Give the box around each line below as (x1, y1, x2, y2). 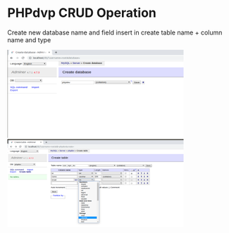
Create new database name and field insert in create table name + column (7, 28, 223, 37)
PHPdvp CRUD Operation (7, 5, 157, 21)
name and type (7, 35, 51, 44)
